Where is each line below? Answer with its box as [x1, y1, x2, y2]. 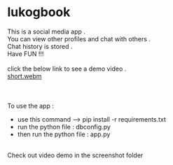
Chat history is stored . [7, 42, 73, 50]
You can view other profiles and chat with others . [7, 34, 151, 43]
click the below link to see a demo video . [7, 64, 127, 73]
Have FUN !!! [7, 50, 44, 58]
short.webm [7, 71, 42, 80]
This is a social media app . [7, 27, 86, 36]
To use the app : [7, 101, 54, 110]
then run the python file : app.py [17, 130, 111, 138]
